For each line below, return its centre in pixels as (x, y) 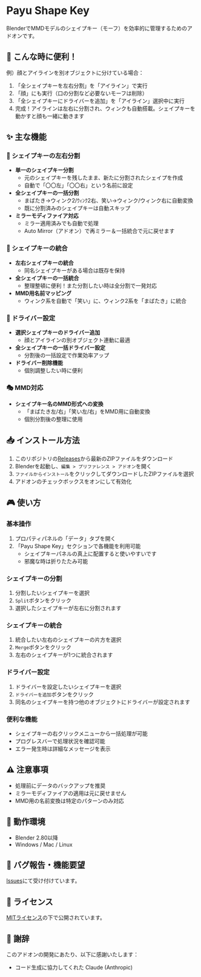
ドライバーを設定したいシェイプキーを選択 (68, 687)
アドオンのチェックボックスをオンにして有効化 (73, 482)
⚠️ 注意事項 (27, 770)
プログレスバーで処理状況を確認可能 (60, 741)
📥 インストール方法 (43, 440)
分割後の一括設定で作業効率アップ (67, 355)
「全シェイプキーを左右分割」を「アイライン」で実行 (81, 85)
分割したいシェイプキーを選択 (52, 593)
